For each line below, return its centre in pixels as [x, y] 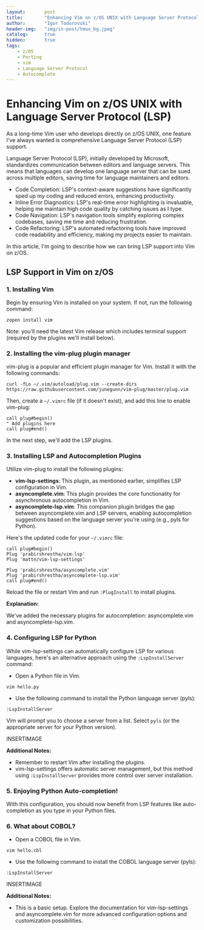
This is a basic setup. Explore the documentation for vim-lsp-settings [101, 908]
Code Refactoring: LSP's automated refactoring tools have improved [100, 228]
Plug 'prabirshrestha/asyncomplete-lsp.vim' [63, 575]
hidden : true [31, 40]
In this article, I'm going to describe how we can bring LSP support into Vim [101, 246]
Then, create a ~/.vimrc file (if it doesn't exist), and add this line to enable [99, 401]
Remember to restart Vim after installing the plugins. [80, 762]
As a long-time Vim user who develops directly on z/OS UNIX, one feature [99, 134]
